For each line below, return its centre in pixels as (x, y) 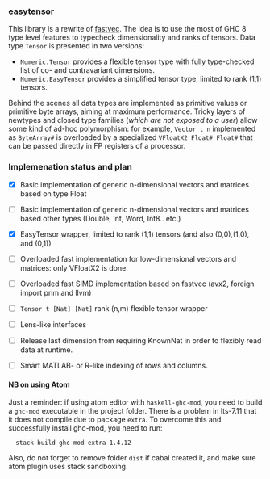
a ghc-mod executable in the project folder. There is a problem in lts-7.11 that (133, 411)
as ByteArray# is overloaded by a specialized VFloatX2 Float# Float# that (131, 137)
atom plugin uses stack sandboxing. (68, 467)
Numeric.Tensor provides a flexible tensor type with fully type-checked (137, 61)
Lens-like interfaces (53, 324)
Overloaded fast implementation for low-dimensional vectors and (128, 258)
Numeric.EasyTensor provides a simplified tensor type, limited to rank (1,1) (141, 79)
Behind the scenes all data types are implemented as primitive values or (128, 103)
